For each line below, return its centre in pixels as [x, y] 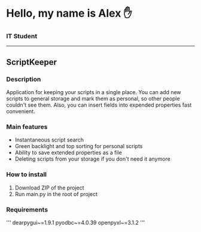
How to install [26, 174]
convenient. [21, 112]
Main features [27, 127]
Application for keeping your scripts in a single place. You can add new [94, 92]
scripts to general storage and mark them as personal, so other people [93, 99]
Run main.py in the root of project [56, 194]
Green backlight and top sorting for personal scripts [79, 146]
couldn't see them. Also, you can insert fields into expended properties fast [99, 105]
